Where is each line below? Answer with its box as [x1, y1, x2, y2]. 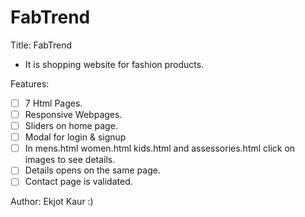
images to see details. [24, 154, 116, 166]
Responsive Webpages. [24, 109, 123, 120]
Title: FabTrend [10, 39, 73, 51]
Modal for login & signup [24, 131, 127, 143]
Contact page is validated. [24, 176, 133, 188]
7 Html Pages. [24, 97, 83, 109]
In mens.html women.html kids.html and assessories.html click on [24, 142, 296, 155]
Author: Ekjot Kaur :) [10, 196, 94, 208]
